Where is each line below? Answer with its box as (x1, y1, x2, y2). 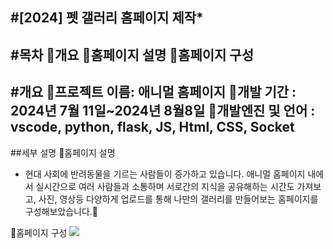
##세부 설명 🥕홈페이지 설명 (10, 146, 116, 158)
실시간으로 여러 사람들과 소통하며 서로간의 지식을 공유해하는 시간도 (35, 180, 295, 192)
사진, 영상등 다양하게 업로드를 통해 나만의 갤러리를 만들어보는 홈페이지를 (38, 193, 319, 205)
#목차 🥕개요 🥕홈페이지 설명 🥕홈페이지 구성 (10, 46, 254, 63)
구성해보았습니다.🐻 (24, 205, 99, 217)
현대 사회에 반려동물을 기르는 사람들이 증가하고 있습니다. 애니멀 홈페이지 (24, 168, 306, 180)
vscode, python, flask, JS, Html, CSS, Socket (10, 119, 295, 136)
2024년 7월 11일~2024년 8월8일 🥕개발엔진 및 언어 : (10, 103, 316, 120)
